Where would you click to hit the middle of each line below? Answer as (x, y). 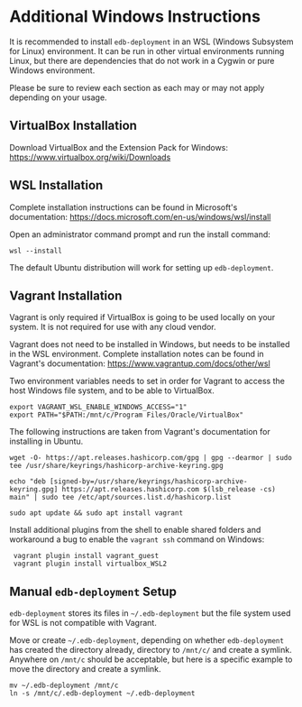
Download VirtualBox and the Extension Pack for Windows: (119, 147)
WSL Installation (56, 185)
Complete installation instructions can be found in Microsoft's (124, 207)
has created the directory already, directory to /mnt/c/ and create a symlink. (151, 650)
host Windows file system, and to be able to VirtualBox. (112, 390)
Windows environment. (52, 70)
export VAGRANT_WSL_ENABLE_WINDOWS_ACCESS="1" (98, 408)
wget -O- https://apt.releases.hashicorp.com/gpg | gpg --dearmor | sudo (151, 458)
